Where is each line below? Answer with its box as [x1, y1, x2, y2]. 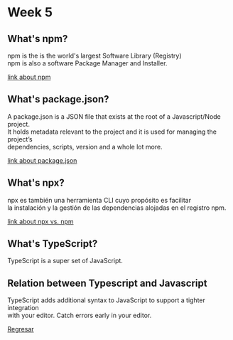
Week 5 [7, 4, 53, 21]
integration [7, 304, 39, 312]
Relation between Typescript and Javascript [7, 277, 207, 289]
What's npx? [7, 177, 65, 189]
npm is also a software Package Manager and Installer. [7, 59, 168, 68]
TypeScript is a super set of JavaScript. [7, 257, 123, 265]
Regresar [7, 325, 34, 334]
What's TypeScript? [7, 238, 98, 250]
